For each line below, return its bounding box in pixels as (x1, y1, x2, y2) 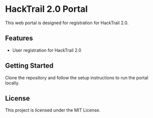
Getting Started (5, 62, 54, 70)
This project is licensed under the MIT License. (5, 107, 101, 113)
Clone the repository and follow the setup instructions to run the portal (5, 75, 149, 80)
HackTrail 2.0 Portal (5, 3, 88, 15)
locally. (5, 80, 20, 86)
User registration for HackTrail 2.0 (12, 47, 81, 53)
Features (5, 34, 33, 42)
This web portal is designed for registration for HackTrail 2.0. (5, 20, 129, 26)
